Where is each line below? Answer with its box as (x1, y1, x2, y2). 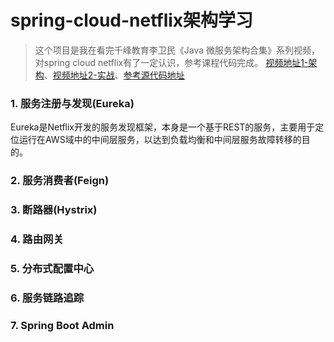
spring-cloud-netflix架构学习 (10, 9, 254, 32)
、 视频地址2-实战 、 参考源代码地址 (43, 69, 185, 81)
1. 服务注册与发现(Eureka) (10, 96, 135, 110)
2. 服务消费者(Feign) (10, 174, 110, 188)
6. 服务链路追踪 (10, 291, 85, 305)
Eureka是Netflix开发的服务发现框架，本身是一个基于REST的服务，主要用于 (10, 121, 316, 133)
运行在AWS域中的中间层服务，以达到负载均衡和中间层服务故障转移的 (18, 134, 302, 146)
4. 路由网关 (10, 232, 64, 246)
